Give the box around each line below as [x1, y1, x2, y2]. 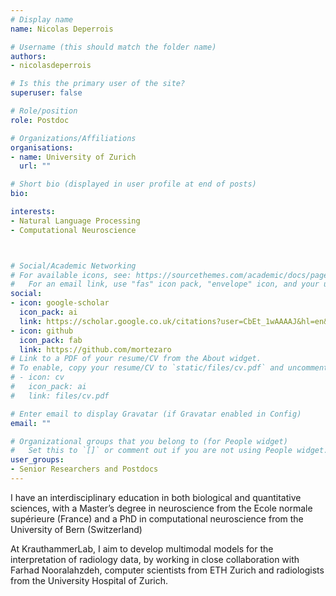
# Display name [10, 14, 74, 25]
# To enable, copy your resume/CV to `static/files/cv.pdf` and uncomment [10, 363, 329, 373]
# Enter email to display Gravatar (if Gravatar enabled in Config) [10, 409, 302, 419]
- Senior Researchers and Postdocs [10, 464, 159, 475]
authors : [10, 51, 47, 61]
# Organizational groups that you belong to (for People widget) [10, 436, 288, 446]
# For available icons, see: [10, 270, 132, 280]
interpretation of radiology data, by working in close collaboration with [10, 553, 300, 565]
